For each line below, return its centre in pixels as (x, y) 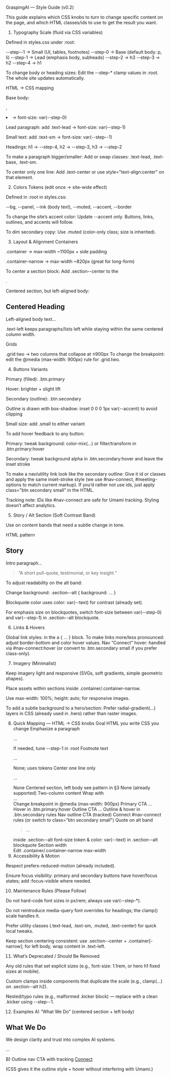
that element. (20, 177)
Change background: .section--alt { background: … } (61, 592)
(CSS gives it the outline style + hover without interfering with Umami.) (79, 1069)
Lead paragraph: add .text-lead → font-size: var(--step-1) (66, 127)
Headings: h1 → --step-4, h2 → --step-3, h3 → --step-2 (64, 147)
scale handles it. (23, 916)
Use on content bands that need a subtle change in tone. (65, 525)
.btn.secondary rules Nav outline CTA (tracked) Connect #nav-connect (87, 815)
